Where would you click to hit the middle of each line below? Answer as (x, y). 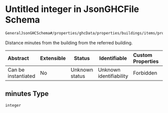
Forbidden (145, 72)
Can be (16, 69)
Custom (143, 55)
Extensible (53, 58)
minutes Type (27, 94)
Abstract (18, 58)
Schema (22, 20)
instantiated (21, 76)
